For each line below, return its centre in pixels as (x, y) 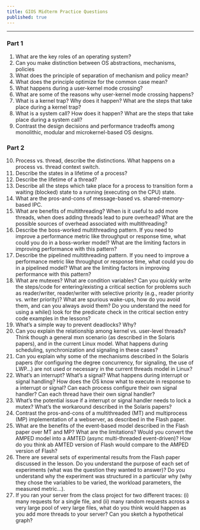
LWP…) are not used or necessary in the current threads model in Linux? (104, 369)
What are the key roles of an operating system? (73, 56)
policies (25, 69)
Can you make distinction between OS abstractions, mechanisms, (96, 62)
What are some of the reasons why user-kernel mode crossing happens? (104, 94)
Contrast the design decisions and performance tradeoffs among (95, 126)
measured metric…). (40, 489)
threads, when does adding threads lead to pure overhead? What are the (104, 217)
